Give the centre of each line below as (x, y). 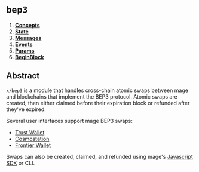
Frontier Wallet (33, 145)
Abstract (23, 76)
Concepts (27, 25)
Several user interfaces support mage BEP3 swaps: (70, 121)
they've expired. (26, 109)
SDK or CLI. (20, 163)
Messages (28, 38)
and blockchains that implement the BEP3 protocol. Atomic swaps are (92, 96)
